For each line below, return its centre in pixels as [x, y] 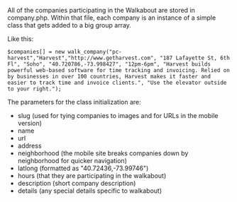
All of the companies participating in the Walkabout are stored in [101, 10]
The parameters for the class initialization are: [74, 102]
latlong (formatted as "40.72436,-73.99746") [83, 168]
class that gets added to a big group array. [69, 25]
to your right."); [34, 89]
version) [30, 123]
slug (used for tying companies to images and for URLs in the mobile [118, 115]
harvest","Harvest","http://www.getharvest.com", [82, 58]
